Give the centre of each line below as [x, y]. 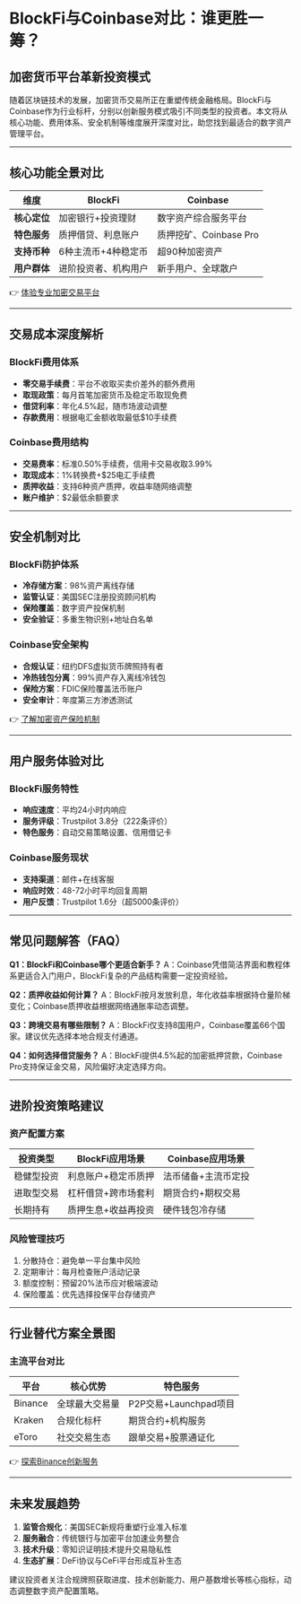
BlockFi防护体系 [44, 564]
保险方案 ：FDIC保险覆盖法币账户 [82, 688]
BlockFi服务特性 [44, 789]
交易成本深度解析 [56, 334]
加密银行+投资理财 [98, 218]
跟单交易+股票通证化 [172, 1438]
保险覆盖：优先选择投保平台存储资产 [89, 1294]
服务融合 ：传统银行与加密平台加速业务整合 [101, 1539]
